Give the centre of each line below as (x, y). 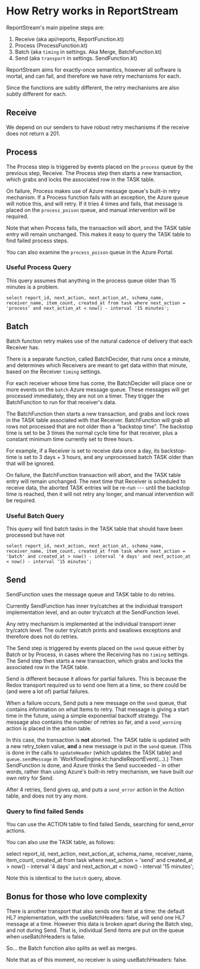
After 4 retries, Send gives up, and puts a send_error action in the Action (95, 789)
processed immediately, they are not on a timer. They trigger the (85, 396)
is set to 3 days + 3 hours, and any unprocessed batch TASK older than (106, 457)
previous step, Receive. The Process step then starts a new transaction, (95, 173)
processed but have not (35, 535)
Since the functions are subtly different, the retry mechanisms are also (93, 87)
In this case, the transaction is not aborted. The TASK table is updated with (99, 740)
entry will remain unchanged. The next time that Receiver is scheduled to (96, 481)
